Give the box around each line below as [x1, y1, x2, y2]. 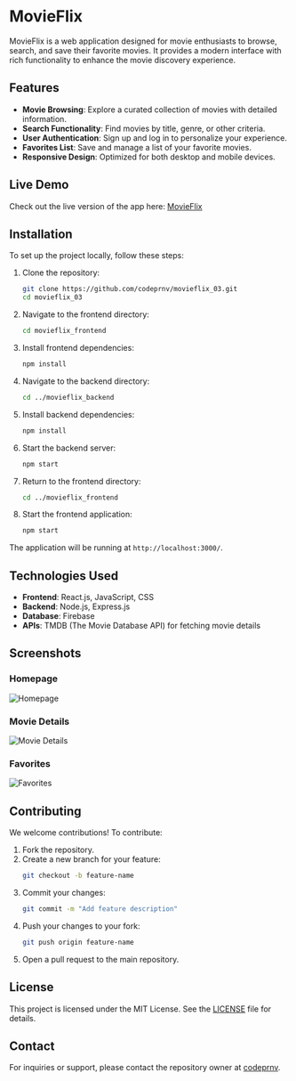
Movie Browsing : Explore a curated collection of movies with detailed [21, 104, 277, 115]
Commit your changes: [21, 888, 106, 898]
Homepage [9, 672, 58, 685]
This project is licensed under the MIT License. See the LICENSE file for [9, 1004, 272, 1014]
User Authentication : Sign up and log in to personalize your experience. [21, 132, 287, 143]
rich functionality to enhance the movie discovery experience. [9, 54, 236, 65]
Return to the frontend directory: [21, 475, 141, 486]
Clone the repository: [21, 267, 100, 278]
